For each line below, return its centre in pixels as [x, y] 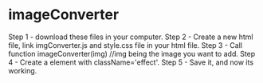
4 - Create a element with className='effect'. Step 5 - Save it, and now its [131, 62]
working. [23, 70]
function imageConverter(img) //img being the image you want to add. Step [132, 53]
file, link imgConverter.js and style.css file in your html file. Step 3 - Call [126, 45]
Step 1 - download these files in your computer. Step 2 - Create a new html [131, 37]
